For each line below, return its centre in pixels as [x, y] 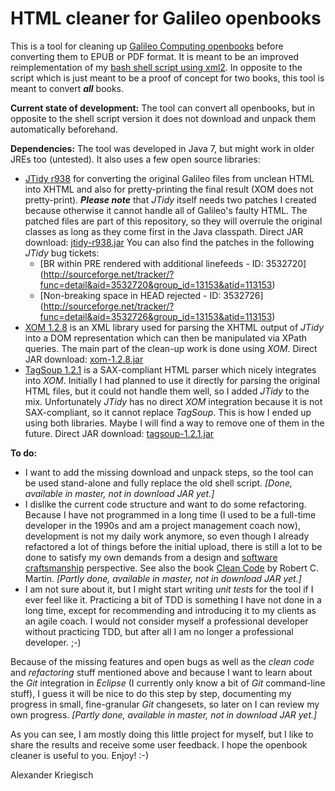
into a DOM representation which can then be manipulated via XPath [166, 338]
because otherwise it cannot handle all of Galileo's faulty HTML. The [166, 210]
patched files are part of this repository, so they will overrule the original [173, 221]
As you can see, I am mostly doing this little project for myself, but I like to [162, 734]
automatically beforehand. [64, 129]
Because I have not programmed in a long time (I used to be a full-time [170, 514]
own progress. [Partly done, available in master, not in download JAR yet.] [164, 714]
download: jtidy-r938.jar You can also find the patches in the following [169, 242]
